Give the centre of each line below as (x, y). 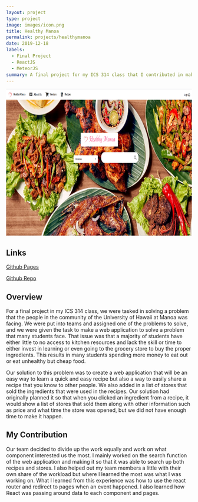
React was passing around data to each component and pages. (83, 493)
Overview (24, 297)
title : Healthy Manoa (33, 31)
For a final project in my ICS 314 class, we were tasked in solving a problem (98, 311)
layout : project (26, 12)
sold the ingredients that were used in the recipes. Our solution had (88, 391)
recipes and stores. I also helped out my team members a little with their (94, 468)
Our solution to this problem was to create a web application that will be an (97, 372)
